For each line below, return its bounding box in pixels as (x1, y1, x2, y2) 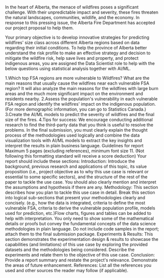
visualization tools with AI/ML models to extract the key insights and (5, 138, 142, 143)
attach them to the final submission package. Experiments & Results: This (5, 231, 153, 237)
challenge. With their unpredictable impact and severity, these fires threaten (5, 9, 159, 15)
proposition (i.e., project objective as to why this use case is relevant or (5, 169, 149, 174)
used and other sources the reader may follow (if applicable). (5, 268, 129, 273)
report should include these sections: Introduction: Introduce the (5, 159, 135, 164)
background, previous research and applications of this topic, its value (5, 163, 147, 169)
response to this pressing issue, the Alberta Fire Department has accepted (5, 20, 155, 25)
